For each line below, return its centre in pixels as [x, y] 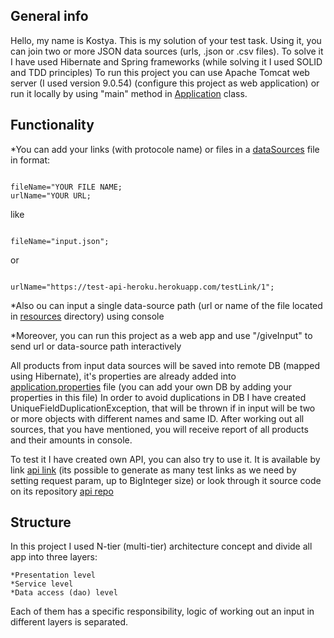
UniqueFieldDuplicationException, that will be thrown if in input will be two [163, 408]
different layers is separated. [69, 622]
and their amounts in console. [71, 440]
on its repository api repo [62, 491]
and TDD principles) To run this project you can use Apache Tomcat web [160, 72]
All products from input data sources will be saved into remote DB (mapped [165, 365]
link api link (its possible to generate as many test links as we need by [153, 470]
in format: [30, 160]
